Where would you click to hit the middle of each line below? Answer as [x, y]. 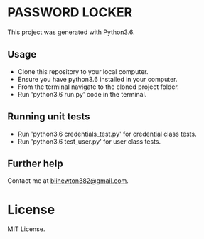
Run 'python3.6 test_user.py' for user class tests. [89, 141]
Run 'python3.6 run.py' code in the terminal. [82, 94]
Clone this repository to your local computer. [83, 71]
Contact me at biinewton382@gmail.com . [68, 181]
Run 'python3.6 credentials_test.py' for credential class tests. [107, 134]
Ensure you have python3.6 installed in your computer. [97, 79]
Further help [36, 163]
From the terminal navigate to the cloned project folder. [98, 87]
